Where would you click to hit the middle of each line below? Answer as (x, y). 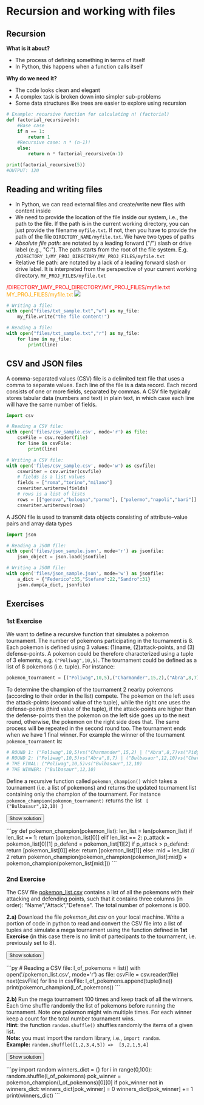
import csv (20, 415)
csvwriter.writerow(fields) (53, 488)
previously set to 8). (31, 942)
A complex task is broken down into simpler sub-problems (88, 96)
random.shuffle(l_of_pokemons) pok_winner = (64, 1076)
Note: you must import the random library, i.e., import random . (83, 1038)
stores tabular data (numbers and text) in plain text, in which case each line (100, 398)
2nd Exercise (26, 879)
